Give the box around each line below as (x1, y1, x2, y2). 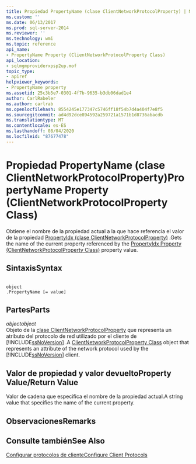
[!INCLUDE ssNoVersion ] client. (6, 351, 80, 358)
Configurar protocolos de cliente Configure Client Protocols (6, 451, 148, 459)
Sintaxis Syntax (6, 264, 62, 273)
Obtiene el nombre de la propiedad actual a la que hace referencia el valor (6, 227, 184, 234)
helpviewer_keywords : (6, 79, 59, 85)
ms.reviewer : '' (6, 30, 45, 36)
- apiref (6, 74, 27, 79)
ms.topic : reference (6, 41, 57, 47)
